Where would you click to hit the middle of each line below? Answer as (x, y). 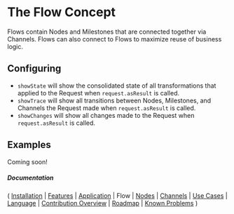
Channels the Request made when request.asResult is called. (106, 108)
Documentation (30, 178)
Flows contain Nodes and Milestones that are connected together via (107, 32)
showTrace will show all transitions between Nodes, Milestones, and (114, 100)
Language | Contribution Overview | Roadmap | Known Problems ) (103, 203)
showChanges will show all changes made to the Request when (106, 115)
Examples (29, 145)
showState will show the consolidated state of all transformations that (117, 86)
